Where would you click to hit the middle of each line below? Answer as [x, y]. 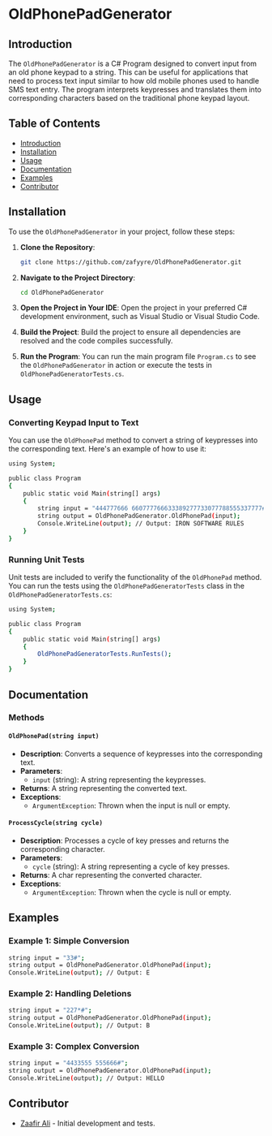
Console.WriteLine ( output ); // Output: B [79, 1026]
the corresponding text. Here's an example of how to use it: [107, 449]
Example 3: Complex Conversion [74, 1046]
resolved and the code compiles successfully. [96, 341]
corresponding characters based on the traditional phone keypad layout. [129, 98]
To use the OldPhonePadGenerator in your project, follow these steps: [122, 231]
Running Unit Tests [47, 559]
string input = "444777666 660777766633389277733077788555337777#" [153, 508]
